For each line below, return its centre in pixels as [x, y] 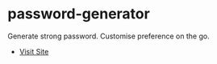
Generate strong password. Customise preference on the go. [109, 36]
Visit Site [34, 51]
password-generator [79, 14]
